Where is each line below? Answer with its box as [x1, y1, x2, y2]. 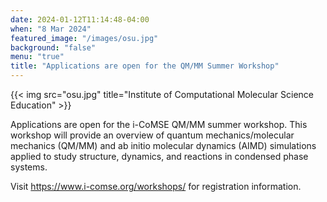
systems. [10, 161, 48, 173]
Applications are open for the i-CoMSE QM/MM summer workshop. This [10, 119, 308, 130]
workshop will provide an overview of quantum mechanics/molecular [10, 129, 295, 141]
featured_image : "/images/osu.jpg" [10, 33, 159, 43]
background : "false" [10, 42, 97, 53]
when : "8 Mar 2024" [10, 24, 92, 34]
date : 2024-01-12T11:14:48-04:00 [10, 14, 150, 25]
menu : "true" [10, 52, 65, 62]
